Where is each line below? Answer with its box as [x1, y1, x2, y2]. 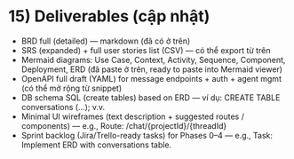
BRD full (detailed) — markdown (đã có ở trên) [20, 36, 191, 46]
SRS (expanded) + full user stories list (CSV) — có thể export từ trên [20, 44, 271, 55]
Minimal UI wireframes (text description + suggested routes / [20, 111, 245, 122]
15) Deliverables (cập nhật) [8, 6, 211, 27]
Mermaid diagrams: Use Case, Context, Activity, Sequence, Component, [20, 54, 286, 65]
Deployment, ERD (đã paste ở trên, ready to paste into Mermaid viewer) [20, 64, 283, 75]
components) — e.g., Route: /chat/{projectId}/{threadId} [20, 120, 227, 131]
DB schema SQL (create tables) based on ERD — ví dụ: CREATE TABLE [20, 91, 281, 103]
